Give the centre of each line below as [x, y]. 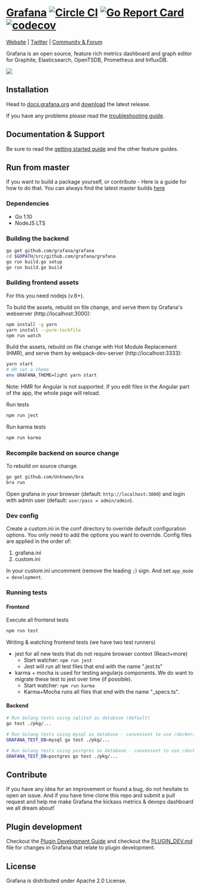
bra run [16, 482]
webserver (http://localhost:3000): [49, 314]
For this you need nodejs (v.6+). [45, 296]
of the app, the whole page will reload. [53, 393]
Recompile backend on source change [63, 453]
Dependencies [28, 204]
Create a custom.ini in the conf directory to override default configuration [96, 529]
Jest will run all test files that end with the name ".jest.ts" [93, 666]
